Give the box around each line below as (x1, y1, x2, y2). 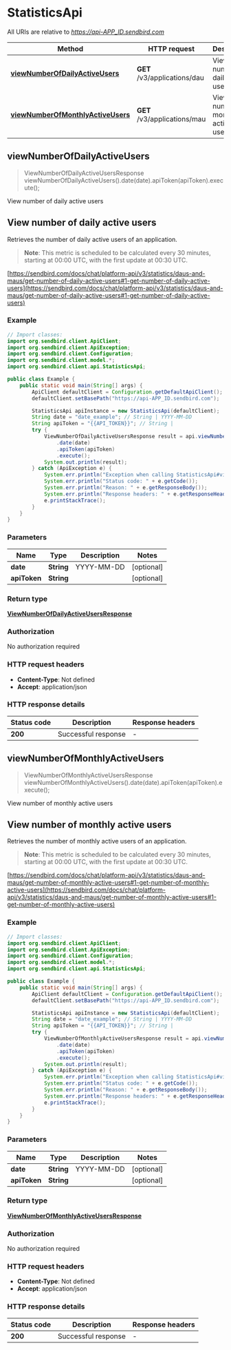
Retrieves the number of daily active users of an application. (7, 235, 177, 243)
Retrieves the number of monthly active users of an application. (7, 837, 187, 846)
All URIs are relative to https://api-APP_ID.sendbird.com (7, 28, 165, 36)
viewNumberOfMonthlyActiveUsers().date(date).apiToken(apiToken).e (23, 778, 223, 786)
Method (57, 43, 84, 53)
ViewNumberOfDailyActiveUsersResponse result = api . (43, 433, 198, 440)
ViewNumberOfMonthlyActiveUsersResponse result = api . (43, 1035, 205, 1042)
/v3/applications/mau (136, 114, 206, 123)
